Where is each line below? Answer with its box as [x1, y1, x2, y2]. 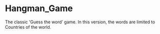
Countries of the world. [5, 24, 51, 30]
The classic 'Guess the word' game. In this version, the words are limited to [5, 19, 155, 25]
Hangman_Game [5, 3, 73, 14]
